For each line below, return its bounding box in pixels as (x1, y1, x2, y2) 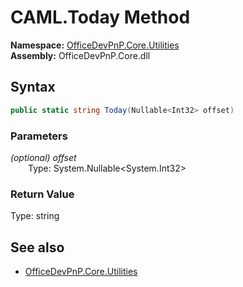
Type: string (10, 210, 60, 222)
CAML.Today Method (10, 6, 191, 29)
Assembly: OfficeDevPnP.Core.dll (10, 49, 151, 61)
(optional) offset (10, 151, 77, 163)
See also (10, 239, 65, 256)
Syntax (10, 79, 56, 96)
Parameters (10, 129, 68, 143)
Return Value (10, 187, 75, 201)
